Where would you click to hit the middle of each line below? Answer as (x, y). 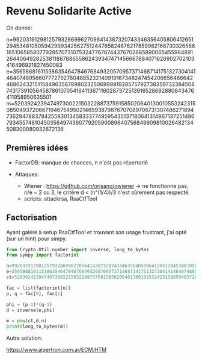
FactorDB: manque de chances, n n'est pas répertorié (81, 162)
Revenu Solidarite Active (69, 11)
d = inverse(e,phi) (31, 310)
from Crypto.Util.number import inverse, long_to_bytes (78, 249)
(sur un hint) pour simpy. (37, 239)
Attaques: (27, 174)
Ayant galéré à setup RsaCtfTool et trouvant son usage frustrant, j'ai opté (96, 232)
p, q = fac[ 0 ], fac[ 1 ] (35, 293)
